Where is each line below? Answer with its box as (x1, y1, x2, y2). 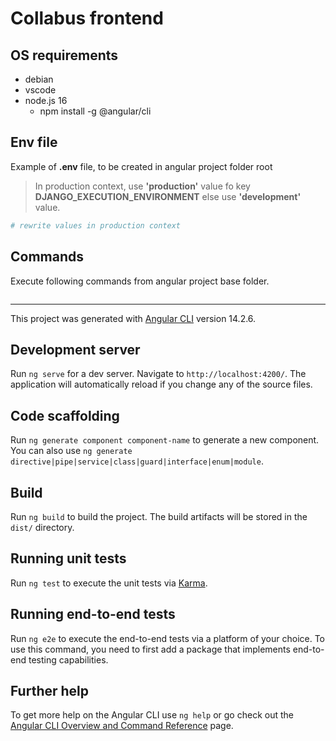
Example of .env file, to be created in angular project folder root (10, 160, 273, 172)
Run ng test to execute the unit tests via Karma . (10, 577, 208, 589)
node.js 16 (24, 95, 68, 106)
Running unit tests (10, 550, 127, 567)
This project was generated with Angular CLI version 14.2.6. (10, 312, 257, 324)
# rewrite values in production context (10, 220, 182, 231)
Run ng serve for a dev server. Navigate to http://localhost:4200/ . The (10, 368, 307, 380)
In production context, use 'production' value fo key (34, 180, 251, 192)
